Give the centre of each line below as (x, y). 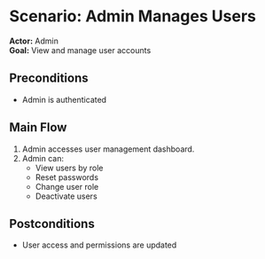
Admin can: (43, 158)
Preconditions (49, 78)
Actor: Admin (34, 41)
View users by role (69, 168)
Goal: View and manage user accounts (80, 50)
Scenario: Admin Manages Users (133, 16)
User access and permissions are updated (99, 245)
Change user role (67, 186)
